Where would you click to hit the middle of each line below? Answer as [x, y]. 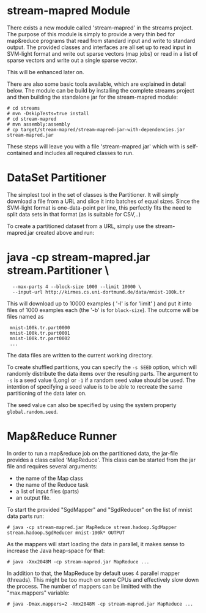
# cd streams [24, 108]
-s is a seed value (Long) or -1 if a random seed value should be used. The [101, 380]
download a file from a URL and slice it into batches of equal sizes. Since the [103, 201]
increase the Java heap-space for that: [56, 550]
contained [20, 153]
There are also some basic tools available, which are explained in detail [96, 84]
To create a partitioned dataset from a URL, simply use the [80, 226]
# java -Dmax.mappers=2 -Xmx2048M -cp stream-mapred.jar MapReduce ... [100, 604]
